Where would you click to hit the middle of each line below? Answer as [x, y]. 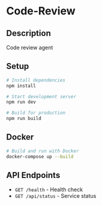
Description [28, 33]
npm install [21, 86]
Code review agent [30, 47]
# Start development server [41, 97]
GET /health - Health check [49, 189]
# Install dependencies [36, 80]
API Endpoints [33, 175]
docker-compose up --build [40, 156]
